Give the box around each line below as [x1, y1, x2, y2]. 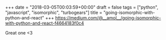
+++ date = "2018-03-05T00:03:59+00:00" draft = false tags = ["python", [5, 4, 158, 10]
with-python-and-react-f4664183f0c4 [5, 20, 84, 26]
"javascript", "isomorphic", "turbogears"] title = [5, 9, 103, 15]
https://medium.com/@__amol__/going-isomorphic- [55, 15, 161, 20]
